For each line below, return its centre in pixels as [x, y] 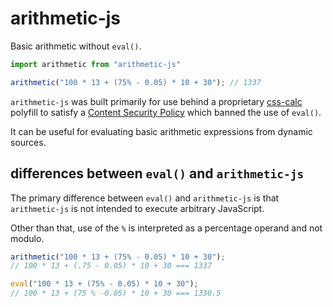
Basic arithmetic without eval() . [76, 46]
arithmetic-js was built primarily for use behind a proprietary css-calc [156, 101]
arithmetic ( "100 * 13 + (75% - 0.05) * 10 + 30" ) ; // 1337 [136, 82]
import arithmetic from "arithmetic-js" [96, 64]
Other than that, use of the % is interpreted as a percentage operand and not [166, 228]
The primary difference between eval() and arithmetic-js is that [145, 198]
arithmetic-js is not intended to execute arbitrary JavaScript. [137, 208]
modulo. [27, 238]
